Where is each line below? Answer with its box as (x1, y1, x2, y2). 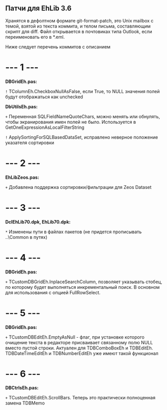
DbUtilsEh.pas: (5, 103, 38, 110)
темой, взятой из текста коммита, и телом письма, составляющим (5, 23, 151, 29)
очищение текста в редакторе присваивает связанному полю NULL (5, 339, 153, 345)
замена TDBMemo (5, 400, 45, 406)
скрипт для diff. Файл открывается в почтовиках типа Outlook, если (5, 28, 152, 35)
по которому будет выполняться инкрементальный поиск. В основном (5, 284, 160, 290)
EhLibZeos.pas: (5, 174, 40, 180)
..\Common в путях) (5, 234, 47, 240)
